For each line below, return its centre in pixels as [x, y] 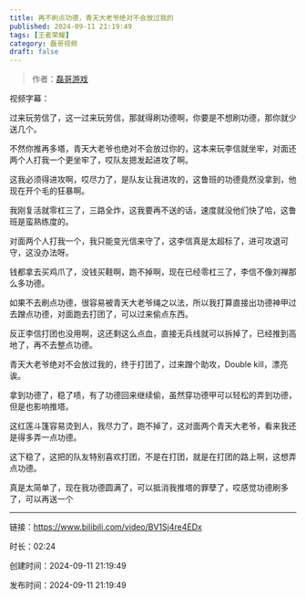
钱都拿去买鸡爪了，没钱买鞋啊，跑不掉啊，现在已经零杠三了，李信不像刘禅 [149, 272]
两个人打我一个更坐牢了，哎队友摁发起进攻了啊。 [101, 160]
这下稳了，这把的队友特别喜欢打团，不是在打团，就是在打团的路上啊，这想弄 [153, 457]
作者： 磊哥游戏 [60, 79]
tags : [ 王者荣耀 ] [40, 35]
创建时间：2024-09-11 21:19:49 [68, 566]
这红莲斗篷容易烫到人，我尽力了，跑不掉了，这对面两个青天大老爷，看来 [145, 426]
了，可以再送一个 [41, 499]
